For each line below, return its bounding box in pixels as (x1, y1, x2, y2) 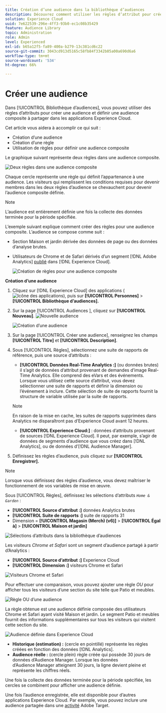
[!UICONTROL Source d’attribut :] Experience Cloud (12, 557, 120, 563)
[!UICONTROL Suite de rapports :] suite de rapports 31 (12, 513, 124, 519)
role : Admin (5, 35, 30, 40)
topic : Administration (5, 30, 52, 35)
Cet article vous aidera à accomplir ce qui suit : (5, 125, 101, 131)
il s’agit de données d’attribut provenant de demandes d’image (19, 367, 147, 373)
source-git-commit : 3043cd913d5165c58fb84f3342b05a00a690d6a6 (5, 49, 136, 54)
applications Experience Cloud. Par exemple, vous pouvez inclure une (5, 697, 147, 703)
